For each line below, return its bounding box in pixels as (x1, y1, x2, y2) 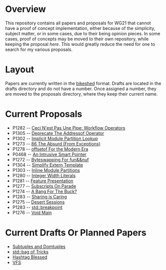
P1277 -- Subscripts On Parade (12, 183, 76, 189)
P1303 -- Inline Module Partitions (12, 167, 81, 173)
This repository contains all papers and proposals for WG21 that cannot (5, 20, 151, 26)
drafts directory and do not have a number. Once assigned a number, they (5, 86, 157, 92)
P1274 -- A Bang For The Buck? (12, 188, 77, 194)
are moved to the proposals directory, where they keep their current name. (5, 91, 158, 97)
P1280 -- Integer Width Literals (12, 172, 76, 178)
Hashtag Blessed (12, 254, 47, 260)
